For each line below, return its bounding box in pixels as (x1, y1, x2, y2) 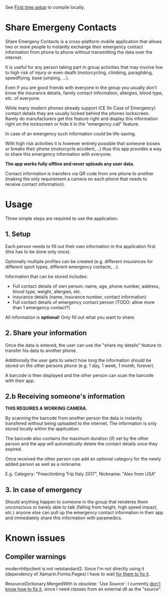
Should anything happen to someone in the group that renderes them (5, 499, 148, 505)
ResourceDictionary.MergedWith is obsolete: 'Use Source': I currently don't (5, 581, 161, 587)
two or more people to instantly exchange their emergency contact (5, 44, 143, 50)
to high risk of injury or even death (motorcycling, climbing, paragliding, (5, 69, 153, 75)
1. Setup (5, 230, 31, 238)
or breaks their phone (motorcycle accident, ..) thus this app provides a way (5, 146, 162, 152)
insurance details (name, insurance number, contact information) (12, 294, 147, 300)
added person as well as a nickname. (5, 461, 82, 467)
